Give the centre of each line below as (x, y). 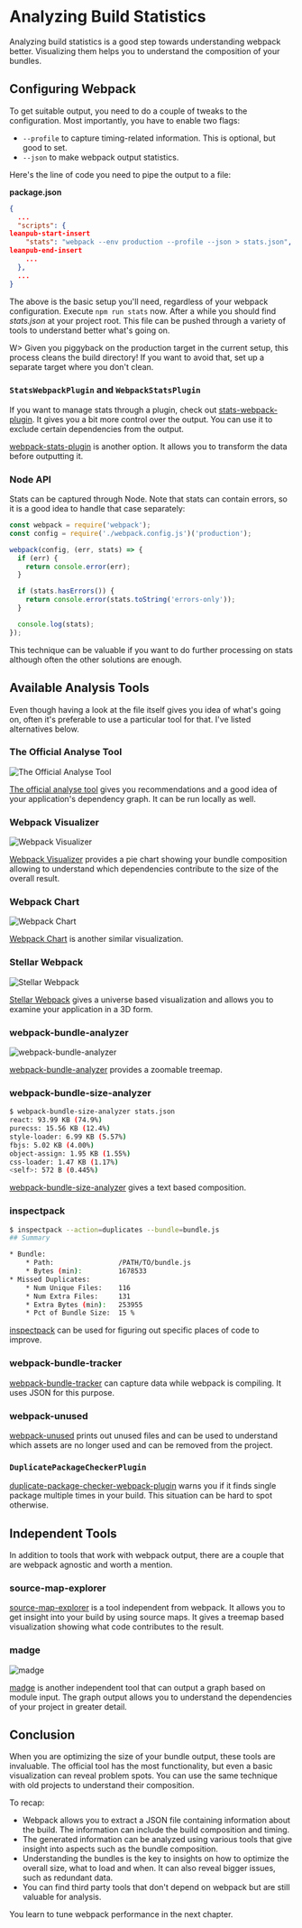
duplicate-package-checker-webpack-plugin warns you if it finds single (143, 1486)
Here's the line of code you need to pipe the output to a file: (120, 174)
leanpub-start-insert (50, 234)
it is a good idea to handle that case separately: (97, 509)
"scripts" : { (42, 226)
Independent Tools (63, 1533)
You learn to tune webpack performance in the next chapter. (121, 1914)
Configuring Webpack (73, 89)
